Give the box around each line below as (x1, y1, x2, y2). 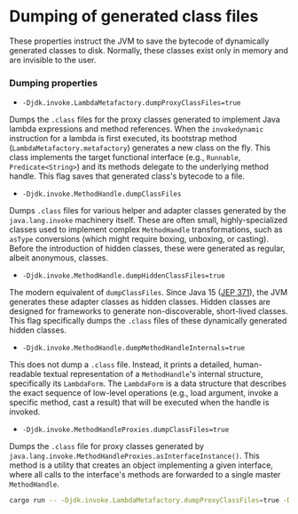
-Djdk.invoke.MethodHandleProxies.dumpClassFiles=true (21, 425, 230, 435)
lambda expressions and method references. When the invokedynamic (9, 124, 264, 134)
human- (233, 359, 263, 370)
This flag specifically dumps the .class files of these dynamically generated (9, 316, 287, 326)
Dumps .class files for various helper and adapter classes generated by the (9, 205, 286, 216)
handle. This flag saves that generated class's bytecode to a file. (9, 171, 246, 181)
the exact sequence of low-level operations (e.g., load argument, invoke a (9, 388, 279, 398)
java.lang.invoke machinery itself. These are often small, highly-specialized (9, 215, 288, 226)
